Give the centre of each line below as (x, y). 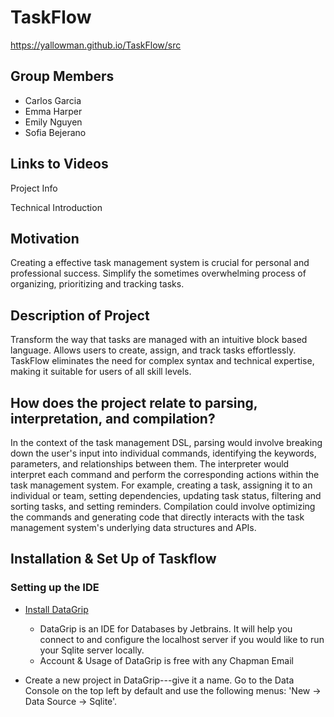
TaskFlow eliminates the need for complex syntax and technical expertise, (162, 361)
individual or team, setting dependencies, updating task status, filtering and (166, 495)
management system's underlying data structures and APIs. (133, 527)
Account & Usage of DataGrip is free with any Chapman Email (166, 660)
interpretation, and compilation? (113, 418)
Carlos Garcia (53, 100)
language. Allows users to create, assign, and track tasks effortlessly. (153, 350)
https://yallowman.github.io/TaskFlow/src (96, 45)
